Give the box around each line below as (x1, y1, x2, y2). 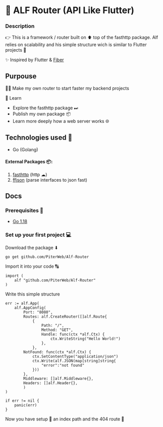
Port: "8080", (23, 310, 53, 315)
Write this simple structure (5, 291, 60, 297)
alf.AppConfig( (14, 306, 46, 311)
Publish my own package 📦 (12, 111, 71, 117)
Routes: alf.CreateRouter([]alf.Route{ (23, 314, 107, 319)
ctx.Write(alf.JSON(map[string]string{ (32, 359, 116, 364)
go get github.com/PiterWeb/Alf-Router (5, 254, 89, 260)
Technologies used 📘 (5, 133, 73, 142)
